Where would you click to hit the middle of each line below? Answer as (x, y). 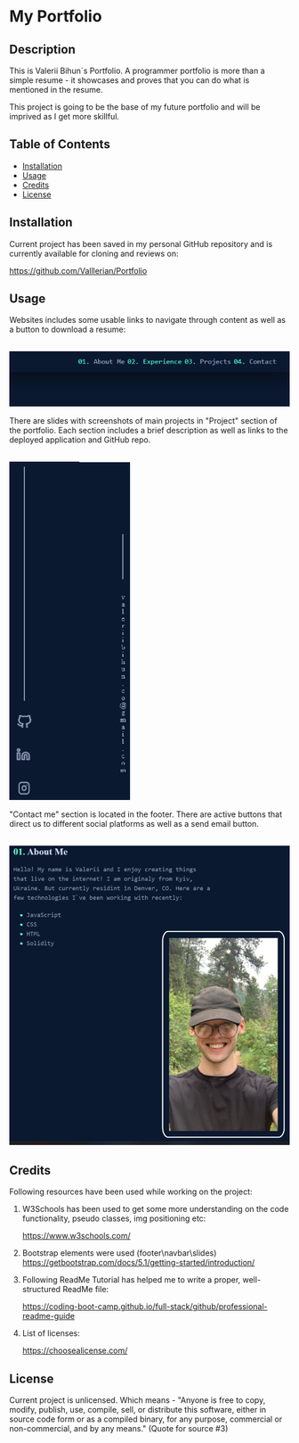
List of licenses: (51, 1333)
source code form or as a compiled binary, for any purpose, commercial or (146, 1419)
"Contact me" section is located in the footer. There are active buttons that (146, 814)
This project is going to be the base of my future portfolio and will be (135, 107)
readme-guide (48, 1316)
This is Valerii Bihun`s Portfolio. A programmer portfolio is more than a (137, 70)
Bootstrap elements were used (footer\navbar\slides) (119, 1253)
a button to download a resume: (68, 330)
